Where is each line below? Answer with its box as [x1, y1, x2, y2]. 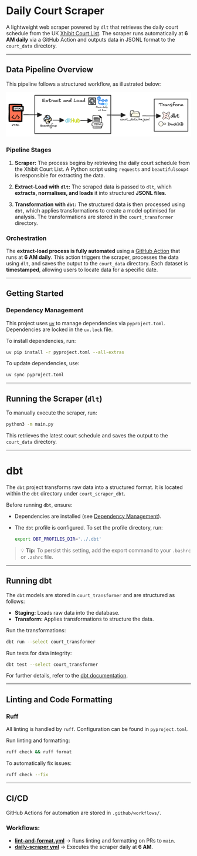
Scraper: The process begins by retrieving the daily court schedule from [14, 159, 191, 166]
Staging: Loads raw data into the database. [14, 609, 120, 616]
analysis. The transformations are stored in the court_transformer [14, 213, 174, 220]
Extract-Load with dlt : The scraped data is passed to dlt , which [14, 183, 172, 190]
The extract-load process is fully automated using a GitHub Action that [6, 247, 181, 254]
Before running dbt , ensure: [6, 501, 73, 508]
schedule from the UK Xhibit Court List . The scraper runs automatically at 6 [6, 29, 188, 36]
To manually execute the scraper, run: [6, 409, 98, 416]
